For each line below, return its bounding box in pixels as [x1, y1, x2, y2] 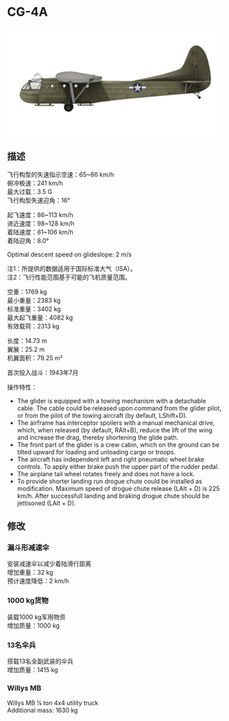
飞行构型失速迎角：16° [7, 196, 71, 204]
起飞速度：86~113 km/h [7, 210, 73, 219]
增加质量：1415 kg [7, 666, 58, 674]
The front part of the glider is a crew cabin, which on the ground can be [16, 441, 219, 449]
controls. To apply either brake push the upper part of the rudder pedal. [16, 462, 219, 471]
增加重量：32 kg [7, 568, 53, 577]
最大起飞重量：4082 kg [7, 313, 73, 322]
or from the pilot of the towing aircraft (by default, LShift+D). [16, 411, 188, 419]
